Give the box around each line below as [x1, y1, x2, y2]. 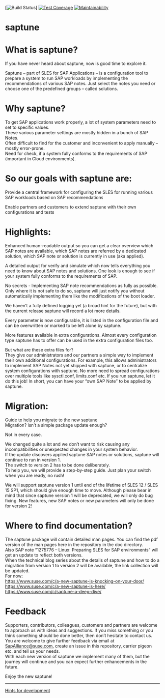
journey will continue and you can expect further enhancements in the [5, 659, 147, 665]
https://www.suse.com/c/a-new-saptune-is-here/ [5, 583, 106, 589]
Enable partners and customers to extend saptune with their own [5, 204, 137, 210]
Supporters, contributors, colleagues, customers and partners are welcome [5, 622, 158, 628]
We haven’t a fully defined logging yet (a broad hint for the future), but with [5, 302, 157, 308]
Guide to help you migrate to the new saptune [5, 417, 98, 423]
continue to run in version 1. [5, 457, 61, 463]
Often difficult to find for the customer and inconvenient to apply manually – [5, 140, 158, 146]
